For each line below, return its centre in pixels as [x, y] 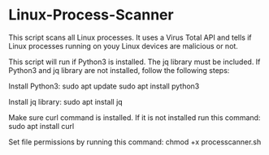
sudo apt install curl [41, 126]
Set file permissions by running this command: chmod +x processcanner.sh [135, 142]
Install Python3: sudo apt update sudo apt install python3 [104, 86]
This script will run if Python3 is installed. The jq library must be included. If [134, 62]
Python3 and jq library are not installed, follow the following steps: [119, 70]
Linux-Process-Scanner [91, 15]
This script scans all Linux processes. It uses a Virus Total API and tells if [130, 37]
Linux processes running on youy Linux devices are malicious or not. [123, 45]
